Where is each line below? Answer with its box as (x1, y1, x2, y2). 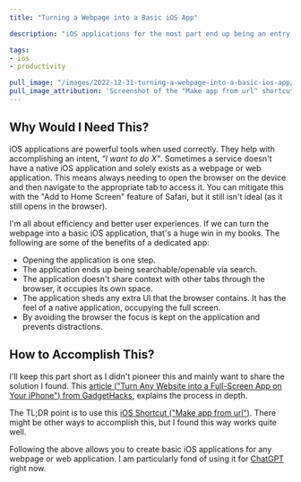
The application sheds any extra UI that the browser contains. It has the (21, 292, 287, 303)
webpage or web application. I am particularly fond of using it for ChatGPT (9, 453, 285, 464)
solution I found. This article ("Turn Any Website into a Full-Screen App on (9, 380, 282, 391)
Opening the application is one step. (21, 254, 157, 265)
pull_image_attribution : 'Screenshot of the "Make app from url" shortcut (9, 87, 295, 96)
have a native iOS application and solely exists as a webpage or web (9, 162, 262, 173)
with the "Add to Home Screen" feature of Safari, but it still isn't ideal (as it (9, 191, 283, 202)
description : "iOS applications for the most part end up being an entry (9, 29, 291, 39)
